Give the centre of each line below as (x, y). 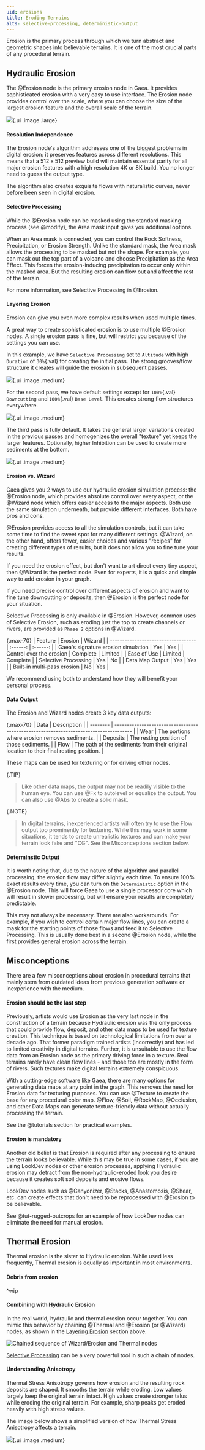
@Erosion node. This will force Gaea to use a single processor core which (99, 890)
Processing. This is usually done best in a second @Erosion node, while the (102, 935)
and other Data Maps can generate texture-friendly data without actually (98, 1107)
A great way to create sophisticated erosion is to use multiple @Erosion (96, 329)
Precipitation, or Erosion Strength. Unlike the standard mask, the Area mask (102, 245)
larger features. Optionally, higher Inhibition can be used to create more (96, 442)
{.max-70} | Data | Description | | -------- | (60, 725)
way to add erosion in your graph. (49, 579)
